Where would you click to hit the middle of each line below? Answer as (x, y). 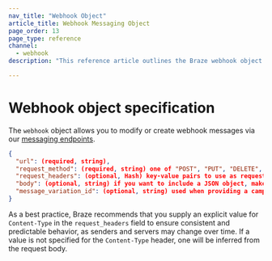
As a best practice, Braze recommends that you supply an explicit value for (134, 214)
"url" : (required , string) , (63, 161)
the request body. (38, 248)
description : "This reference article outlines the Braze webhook (123, 61)
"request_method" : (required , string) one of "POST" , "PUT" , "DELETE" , (139, 169)
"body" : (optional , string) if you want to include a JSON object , (132, 184)
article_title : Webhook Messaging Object (79, 23)
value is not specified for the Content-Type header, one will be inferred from (134, 240)
